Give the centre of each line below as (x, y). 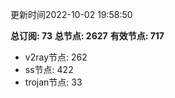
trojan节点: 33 (53, 82)
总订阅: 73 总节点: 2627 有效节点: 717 (87, 36)
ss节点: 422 (49, 69)
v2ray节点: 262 (56, 57)
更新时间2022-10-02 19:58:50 (71, 14)
